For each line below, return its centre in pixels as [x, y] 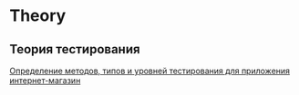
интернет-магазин [45, 81]
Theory [38, 16]
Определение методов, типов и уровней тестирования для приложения [149, 71]
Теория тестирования [75, 49]
